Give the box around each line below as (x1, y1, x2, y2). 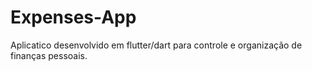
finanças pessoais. (10, 49, 88, 61)
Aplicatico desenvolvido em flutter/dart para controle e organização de (10, 39, 303, 51)
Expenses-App (10, 6, 137, 29)
